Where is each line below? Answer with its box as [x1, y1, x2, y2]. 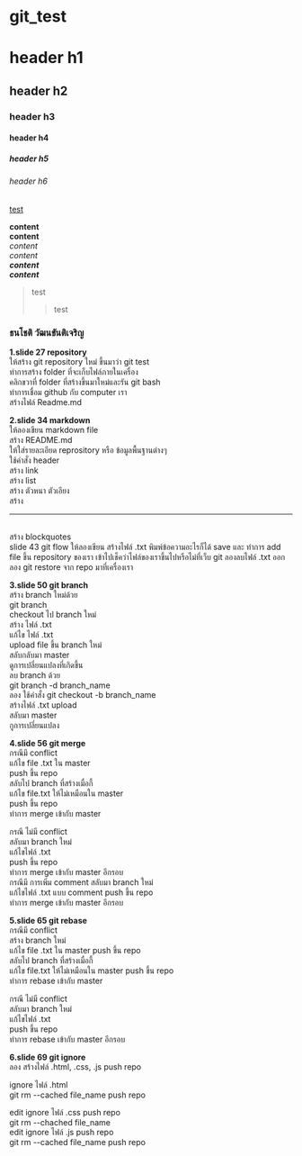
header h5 [9, 153, 49, 164]
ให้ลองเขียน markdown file [9, 425, 99, 436]
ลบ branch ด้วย [9, 670, 61, 681]
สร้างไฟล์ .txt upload [9, 700, 77, 710]
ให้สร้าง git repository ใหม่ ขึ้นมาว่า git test [9, 357, 150, 367]
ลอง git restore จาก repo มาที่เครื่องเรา [9, 562, 133, 573]
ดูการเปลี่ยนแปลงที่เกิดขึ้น [9, 660, 84, 671]
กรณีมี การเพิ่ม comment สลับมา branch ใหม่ [9, 877, 154, 888]
